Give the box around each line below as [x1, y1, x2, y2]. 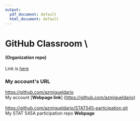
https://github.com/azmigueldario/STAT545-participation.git [5, 105, 128, 111]
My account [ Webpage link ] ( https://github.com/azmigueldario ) [5, 95, 136, 101]
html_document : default [9, 16, 59, 21]
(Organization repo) [5, 55, 47, 60]
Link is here [5, 65, 29, 71]
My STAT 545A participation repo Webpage [5, 110, 95, 117]
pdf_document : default [9, 12, 57, 17]
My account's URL [5, 78, 51, 85]
